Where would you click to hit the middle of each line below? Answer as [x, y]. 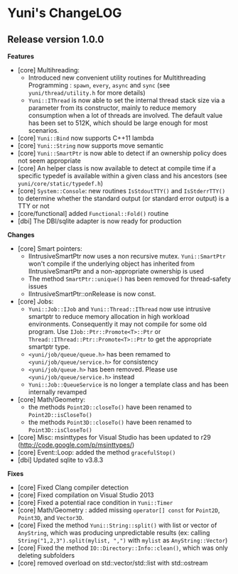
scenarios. [43, 130]
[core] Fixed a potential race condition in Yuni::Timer [95, 503]
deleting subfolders [46, 555]
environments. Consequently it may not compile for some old [118, 324]
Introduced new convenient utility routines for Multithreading [117, 77]
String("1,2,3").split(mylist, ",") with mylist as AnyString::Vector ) [123, 540]
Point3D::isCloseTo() [60, 430]
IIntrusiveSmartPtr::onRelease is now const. [92, 294]
